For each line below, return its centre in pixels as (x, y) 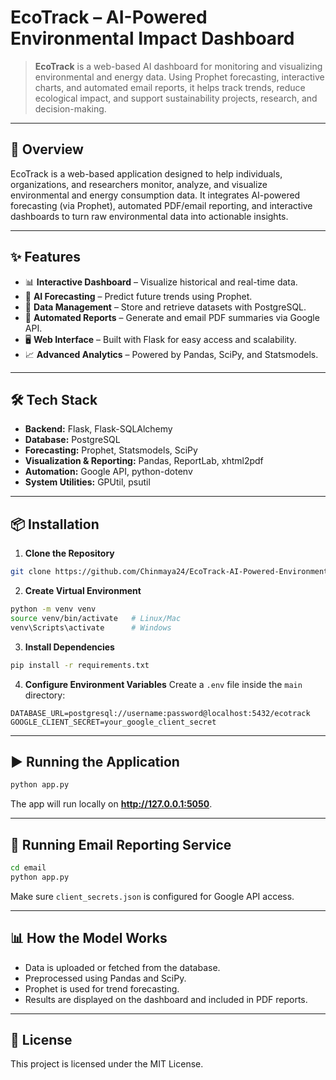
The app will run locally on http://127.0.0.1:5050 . (111, 804)
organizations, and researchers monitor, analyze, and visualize (139, 184)
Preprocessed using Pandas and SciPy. (105, 978)
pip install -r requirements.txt (80, 665)
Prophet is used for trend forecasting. (102, 988)
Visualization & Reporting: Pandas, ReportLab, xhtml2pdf (144, 461)
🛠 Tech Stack (54, 399)
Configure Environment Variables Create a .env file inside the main (163, 684)
